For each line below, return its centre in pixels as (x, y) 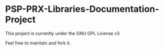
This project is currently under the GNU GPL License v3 (62, 33)
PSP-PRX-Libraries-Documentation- (82, 9)
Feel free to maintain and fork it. (38, 43)
